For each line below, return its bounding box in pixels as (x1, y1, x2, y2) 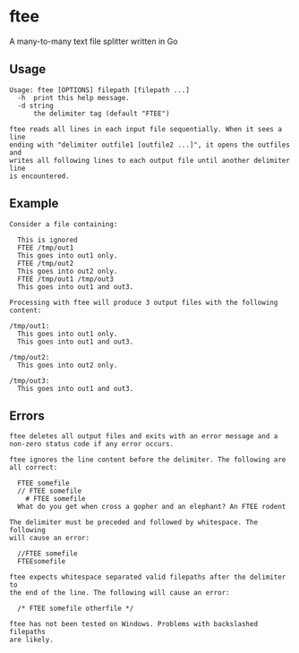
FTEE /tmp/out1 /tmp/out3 (17, 275, 115, 284)
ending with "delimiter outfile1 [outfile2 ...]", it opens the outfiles (9, 140, 291, 149)
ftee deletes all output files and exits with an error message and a (9, 432, 278, 441)
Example (9, 196, 59, 211)
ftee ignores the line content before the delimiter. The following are (9, 455, 286, 464)
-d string (17, 101, 54, 110)
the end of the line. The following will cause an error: (9, 589, 230, 598)
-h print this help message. (17, 93, 130, 102)
